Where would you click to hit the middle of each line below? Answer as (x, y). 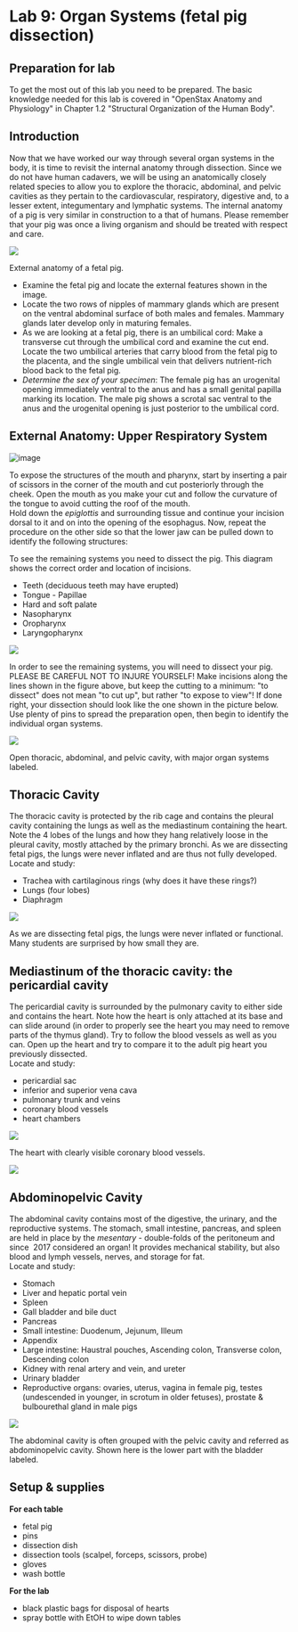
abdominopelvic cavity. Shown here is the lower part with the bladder (137, 1450)
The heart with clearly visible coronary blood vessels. (107, 1152)
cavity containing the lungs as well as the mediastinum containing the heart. (148, 825)
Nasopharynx (47, 613)
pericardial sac (49, 1081)
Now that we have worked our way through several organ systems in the (142, 158)
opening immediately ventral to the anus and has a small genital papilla (152, 389)
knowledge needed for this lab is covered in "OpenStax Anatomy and (136, 99)
